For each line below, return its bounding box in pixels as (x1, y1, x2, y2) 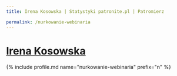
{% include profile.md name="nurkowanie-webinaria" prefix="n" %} (6, 64, 172, 71)
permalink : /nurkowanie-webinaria (6, 19, 91, 25)
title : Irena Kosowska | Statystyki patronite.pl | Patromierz (6, 8, 165, 15)
